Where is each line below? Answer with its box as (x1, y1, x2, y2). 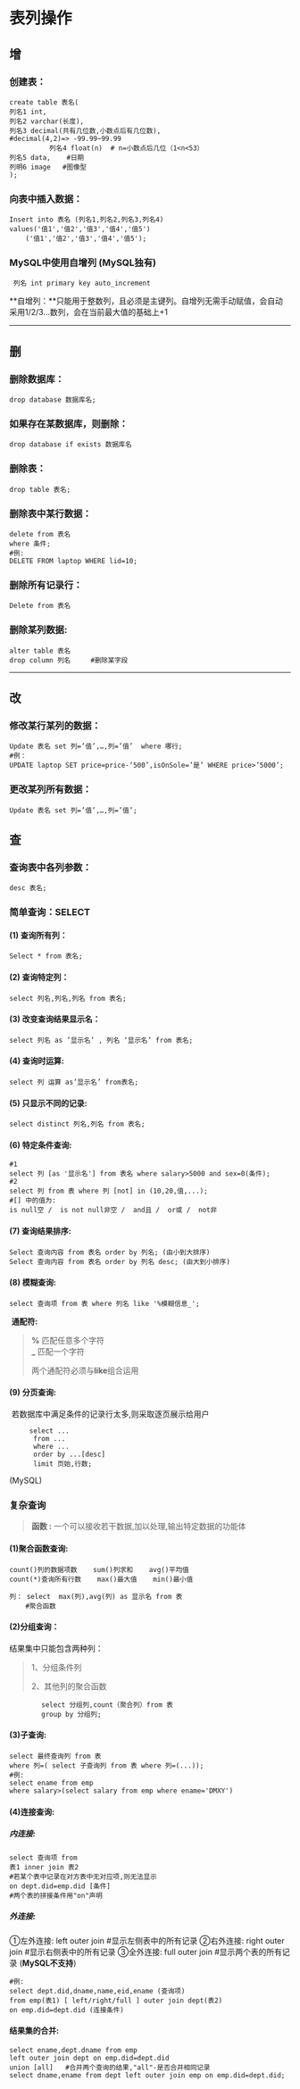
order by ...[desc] (32, 1450, 105, 1460)
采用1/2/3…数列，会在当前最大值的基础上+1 (9, 307, 168, 318)
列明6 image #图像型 (9, 162, 87, 171)
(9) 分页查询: (9, 1387, 56, 1398)
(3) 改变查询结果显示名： (9, 1014, 101, 1025)
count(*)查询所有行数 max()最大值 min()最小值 (9, 1575, 194, 1584)
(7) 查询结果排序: (9, 1226, 71, 1236)
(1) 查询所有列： (9, 929, 68, 940)
